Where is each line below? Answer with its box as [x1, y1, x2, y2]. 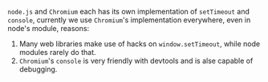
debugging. [18, 64, 58, 74]
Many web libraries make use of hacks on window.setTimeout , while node [18, 39, 261, 49]
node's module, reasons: [7, 24, 90, 33]
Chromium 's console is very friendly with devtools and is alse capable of [18, 56, 254, 65]
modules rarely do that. [18, 48, 97, 57]
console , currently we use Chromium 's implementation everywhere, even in [7, 15, 251, 25]
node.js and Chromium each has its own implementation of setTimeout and [7, 7, 250, 16]
